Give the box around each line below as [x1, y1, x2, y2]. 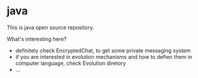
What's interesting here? [7, 35, 67, 42]
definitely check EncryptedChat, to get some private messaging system [15, 46, 191, 54]
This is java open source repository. [7, 24, 95, 31]
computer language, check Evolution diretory [15, 60, 127, 67]
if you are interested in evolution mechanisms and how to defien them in [15, 53, 193, 60]
